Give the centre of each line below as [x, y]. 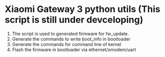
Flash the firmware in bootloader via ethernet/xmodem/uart [74, 49]
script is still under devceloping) [74, 20]
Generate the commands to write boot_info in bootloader [71, 39]
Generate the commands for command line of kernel [67, 44]
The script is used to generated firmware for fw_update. [71, 33]
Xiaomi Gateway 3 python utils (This [82, 9]
